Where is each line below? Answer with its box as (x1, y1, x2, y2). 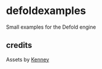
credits (6, 40, 33, 50)
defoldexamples (6, 4, 86, 18)
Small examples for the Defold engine (6, 23, 96, 30)
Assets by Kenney (6, 56, 50, 63)
